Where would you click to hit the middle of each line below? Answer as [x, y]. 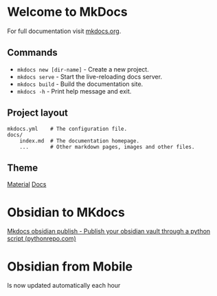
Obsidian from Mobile [70, 266]
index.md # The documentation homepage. [79, 141]
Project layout [38, 113]
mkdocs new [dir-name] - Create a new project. [83, 69]
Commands [33, 53]
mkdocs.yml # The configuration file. [67, 129]
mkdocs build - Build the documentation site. [80, 84]
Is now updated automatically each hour [64, 286]
